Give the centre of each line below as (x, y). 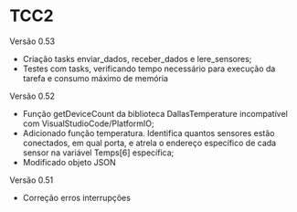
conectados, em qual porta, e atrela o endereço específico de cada (149, 143)
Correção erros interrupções (76, 197)
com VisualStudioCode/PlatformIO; (88, 123)
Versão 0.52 (32, 96)
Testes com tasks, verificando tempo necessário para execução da (149, 69)
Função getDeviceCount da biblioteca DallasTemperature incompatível (155, 113)
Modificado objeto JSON (69, 162)
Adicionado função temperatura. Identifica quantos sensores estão (148, 132)
